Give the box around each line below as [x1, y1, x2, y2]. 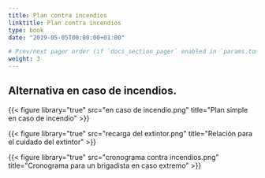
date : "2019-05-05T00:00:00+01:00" [8, 33, 125, 42]
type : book [8, 26, 44, 34]
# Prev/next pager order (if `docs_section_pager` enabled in [8, 48, 217, 56]
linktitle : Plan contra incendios [8, 19, 122, 27]
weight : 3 [8, 55, 41, 63]
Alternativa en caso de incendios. [8, 84, 177, 98]
